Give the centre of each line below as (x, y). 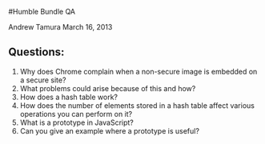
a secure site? (43, 80)
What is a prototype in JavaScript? (76, 122)
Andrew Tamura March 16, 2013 (60, 27)
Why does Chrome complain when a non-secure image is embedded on (139, 71)
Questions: (36, 52)
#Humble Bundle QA (42, 12)
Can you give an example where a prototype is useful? (110, 130)
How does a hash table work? (69, 97)
